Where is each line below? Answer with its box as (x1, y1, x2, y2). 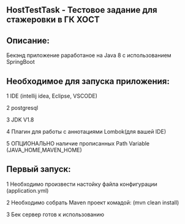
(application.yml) (6, 187, 49, 194)
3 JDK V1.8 (6, 116, 34, 123)
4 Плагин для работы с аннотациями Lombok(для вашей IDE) (6, 128, 167, 136)
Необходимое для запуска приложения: (6, 76, 170, 87)
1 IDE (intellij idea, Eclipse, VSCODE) (6, 92, 98, 100)
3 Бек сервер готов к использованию (6, 210, 105, 218)
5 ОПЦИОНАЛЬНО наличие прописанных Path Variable (6, 140, 150, 147)
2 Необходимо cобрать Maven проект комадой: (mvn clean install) (6, 199, 179, 206)
